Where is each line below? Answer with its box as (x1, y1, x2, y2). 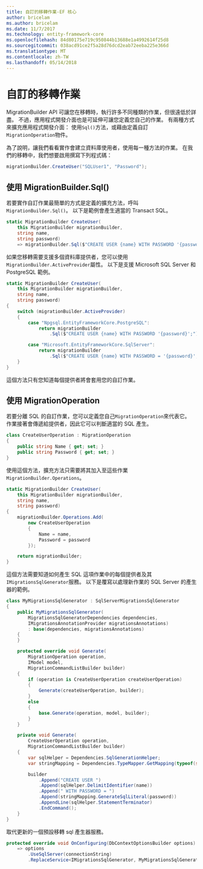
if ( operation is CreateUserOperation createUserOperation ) (28, 676, 182, 683)
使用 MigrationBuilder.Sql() (6, 182, 110, 192)
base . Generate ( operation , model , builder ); (38, 710, 150, 716)
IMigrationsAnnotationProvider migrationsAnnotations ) (28, 620, 169, 626)
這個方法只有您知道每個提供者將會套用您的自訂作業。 (6, 376, 139, 383)
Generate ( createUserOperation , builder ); (38, 687, 145, 694)
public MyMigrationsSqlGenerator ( (17, 609, 104, 615)
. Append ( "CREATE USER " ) (38, 777, 101, 783)
